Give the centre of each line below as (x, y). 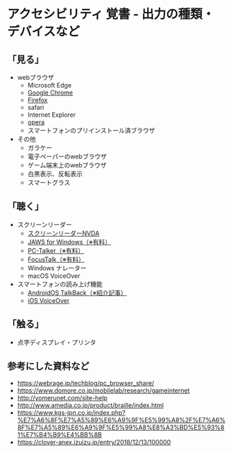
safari (36, 107)
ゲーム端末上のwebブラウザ (67, 165)
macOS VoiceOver (54, 276)
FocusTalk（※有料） (56, 259)
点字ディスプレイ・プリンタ (57, 342)
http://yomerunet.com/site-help (62, 398)
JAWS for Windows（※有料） (69, 242)
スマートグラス (49, 182)
